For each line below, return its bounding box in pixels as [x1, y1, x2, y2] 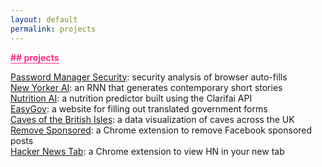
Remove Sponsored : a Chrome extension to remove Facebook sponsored [10, 124, 313, 136]
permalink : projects [10, 24, 97, 34]
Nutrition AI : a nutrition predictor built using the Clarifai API [10, 92, 253, 104]
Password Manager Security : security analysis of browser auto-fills [10, 71, 288, 83]
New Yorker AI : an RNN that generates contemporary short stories [10, 81, 283, 93]
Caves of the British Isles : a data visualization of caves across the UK [10, 113, 295, 125]
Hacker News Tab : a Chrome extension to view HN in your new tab [10, 145, 285, 157]
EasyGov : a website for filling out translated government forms [10, 102, 268, 115]
